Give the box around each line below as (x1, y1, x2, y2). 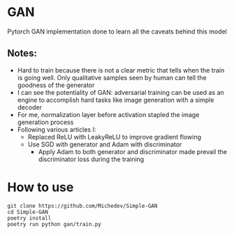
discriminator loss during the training (38, 155, 145, 163)
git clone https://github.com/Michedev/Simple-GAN (7, 202, 158, 209)
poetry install (7, 214, 52, 222)
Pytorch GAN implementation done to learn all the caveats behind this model (7, 27, 227, 36)
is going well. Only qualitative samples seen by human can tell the (17, 73, 207, 82)
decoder (17, 103, 42, 112)
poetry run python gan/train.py (7, 220, 101, 227)
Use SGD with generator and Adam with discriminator (27, 140, 182, 149)
